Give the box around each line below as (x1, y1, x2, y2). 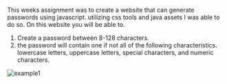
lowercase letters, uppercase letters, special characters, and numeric (17, 48, 214, 56)
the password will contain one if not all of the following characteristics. (17, 41, 218, 49)
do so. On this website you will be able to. (7, 21, 125, 28)
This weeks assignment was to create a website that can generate (7, 6, 195, 14)
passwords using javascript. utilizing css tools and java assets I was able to (7, 13, 220, 21)
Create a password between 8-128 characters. (17, 34, 149, 42)
